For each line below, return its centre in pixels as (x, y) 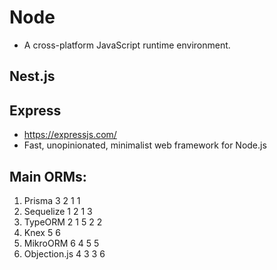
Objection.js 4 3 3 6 (64, 253)
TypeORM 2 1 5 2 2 (63, 222)
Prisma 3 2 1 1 (52, 200)
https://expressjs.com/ (70, 135)
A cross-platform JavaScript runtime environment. (127, 45)
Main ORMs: (48, 176)
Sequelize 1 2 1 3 (58, 211)
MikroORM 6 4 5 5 (61, 243)
